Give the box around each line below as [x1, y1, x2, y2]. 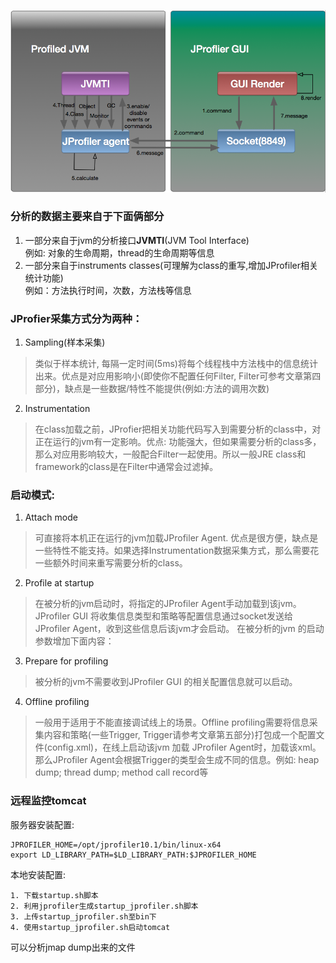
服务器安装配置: [10, 818, 75, 830]
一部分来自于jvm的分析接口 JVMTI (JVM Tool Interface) [24, 234, 250, 246]
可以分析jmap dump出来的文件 [10, 941, 136, 953]
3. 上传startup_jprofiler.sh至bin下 [10, 911, 157, 922]
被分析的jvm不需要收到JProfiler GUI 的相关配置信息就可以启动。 [34, 676, 298, 688]
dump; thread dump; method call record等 [34, 766, 209, 779]
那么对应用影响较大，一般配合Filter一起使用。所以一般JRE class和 [34, 448, 307, 460]
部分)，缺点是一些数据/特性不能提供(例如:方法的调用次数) [34, 383, 270, 395]
